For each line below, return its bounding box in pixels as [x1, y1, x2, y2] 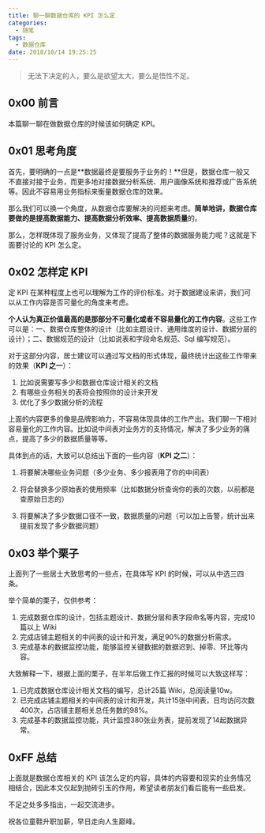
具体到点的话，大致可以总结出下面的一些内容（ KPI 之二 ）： [8, 451, 198, 460]
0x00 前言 [8, 97, 59, 110]
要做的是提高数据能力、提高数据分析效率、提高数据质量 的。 [8, 213, 202, 222]
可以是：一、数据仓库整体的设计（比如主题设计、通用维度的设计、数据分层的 [8, 324, 257, 334]
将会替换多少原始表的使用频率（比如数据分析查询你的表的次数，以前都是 [19, 484, 255, 494]
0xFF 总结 [8, 751, 57, 764]
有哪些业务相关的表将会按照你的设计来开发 [19, 388, 159, 397]
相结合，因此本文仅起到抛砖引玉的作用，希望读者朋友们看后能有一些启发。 [8, 783, 250, 793]
